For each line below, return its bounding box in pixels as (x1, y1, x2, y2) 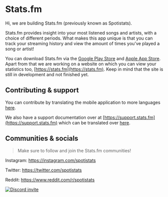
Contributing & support (5, 86, 79, 95)
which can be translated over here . (58, 119, 130, 126)
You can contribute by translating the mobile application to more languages (5, 99, 160, 105)
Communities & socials (5, 134, 79, 143)
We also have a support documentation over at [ (5, 114, 105, 120)
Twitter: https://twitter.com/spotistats (5, 167, 82, 173)
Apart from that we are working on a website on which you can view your (5, 61, 156, 67)
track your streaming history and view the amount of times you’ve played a (5, 40, 160, 46)
